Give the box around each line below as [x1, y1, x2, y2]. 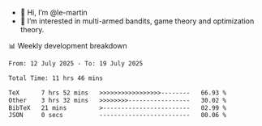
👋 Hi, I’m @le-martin [19, 8, 88, 17]
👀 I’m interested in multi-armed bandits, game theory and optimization [19, 16, 255, 26]
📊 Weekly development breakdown [8, 41, 127, 50]
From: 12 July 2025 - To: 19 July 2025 [8, 60, 144, 68]
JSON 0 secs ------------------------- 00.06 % [8, 111, 227, 120]
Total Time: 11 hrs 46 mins [8, 73, 104, 82]
